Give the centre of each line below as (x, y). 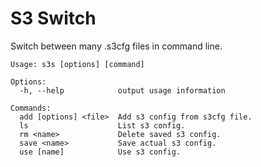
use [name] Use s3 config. (100, 152)
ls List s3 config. (102, 125)
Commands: (31, 108)
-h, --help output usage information (122, 90)
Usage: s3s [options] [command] (77, 64)
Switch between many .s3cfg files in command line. (116, 46)
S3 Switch (53, 18)
